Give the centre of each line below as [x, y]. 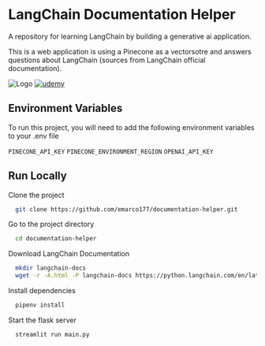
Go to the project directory [51, 224]
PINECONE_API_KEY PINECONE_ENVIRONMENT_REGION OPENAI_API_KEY [111, 151]
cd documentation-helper [56, 239]
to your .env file [34, 136]
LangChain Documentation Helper [122, 15]
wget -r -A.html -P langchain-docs [74, 276]
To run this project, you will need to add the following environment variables [131, 127]
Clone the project [36, 195]
